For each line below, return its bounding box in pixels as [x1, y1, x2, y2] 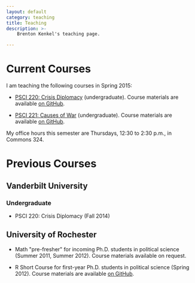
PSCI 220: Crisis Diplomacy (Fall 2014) [14, 212, 110, 219]
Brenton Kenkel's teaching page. [17, 31, 100, 37]
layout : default [6, 8, 47, 15]
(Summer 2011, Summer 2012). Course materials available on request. [14, 252, 187, 259]
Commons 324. [6, 136, 44, 143]
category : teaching [6, 14, 55, 20]
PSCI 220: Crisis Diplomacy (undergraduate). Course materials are [14, 94, 179, 101]
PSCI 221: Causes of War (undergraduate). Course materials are [14, 112, 172, 119]
